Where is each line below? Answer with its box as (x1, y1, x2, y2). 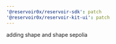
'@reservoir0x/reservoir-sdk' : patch (6, 8, 102, 15)
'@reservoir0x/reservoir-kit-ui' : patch (6, 14, 111, 20)
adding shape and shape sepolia (6, 31, 88, 38)
